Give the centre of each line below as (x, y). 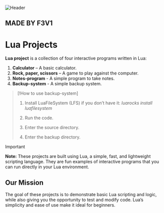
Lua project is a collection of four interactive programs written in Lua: (76, 58)
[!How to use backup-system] (48, 93)
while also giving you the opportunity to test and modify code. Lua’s (74, 200)
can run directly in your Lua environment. (47, 167)
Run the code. (39, 118)
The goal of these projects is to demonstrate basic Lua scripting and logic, (81, 195)
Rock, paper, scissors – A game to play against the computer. (75, 73)
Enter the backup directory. (53, 137)
